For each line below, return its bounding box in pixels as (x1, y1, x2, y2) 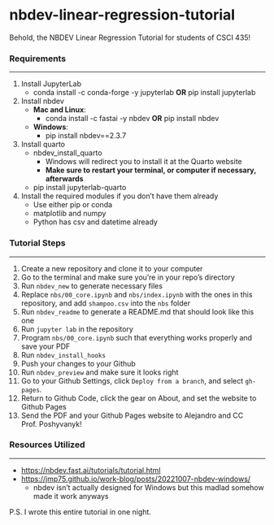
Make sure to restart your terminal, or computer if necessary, (45, 165, 257, 176)
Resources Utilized (9, 439, 85, 450)
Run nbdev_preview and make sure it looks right (20, 367, 179, 377)
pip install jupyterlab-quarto (33, 183, 127, 193)
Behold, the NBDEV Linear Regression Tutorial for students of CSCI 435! (9, 33, 251, 42)
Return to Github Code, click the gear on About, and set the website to (20, 393, 257, 403)
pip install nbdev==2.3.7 (45, 131, 127, 141)
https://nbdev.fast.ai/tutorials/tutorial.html (20, 465, 161, 475)
